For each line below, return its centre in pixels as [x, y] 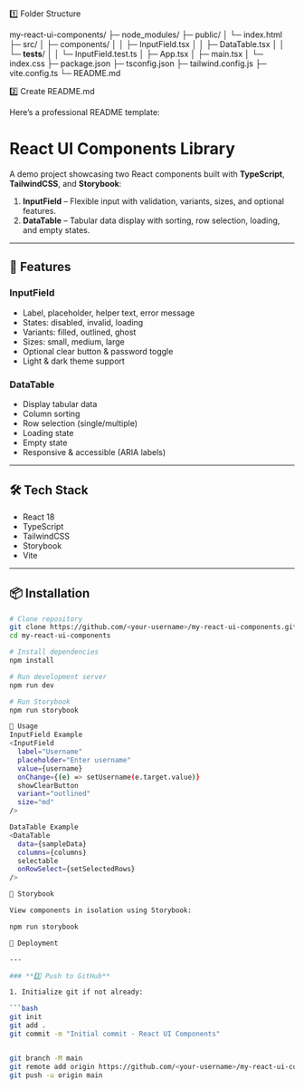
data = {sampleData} [52, 844]
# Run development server [58, 676]
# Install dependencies [54, 652]
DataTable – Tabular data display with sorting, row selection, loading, [151, 220]
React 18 [38, 517]
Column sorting [51, 413]
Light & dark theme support [73, 361]
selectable [38, 861]
